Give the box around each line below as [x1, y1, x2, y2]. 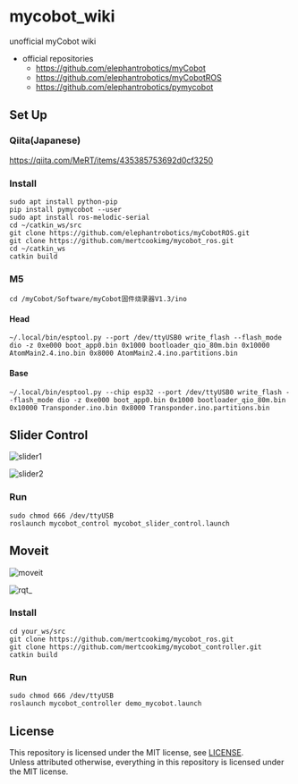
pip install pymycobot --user [9, 205, 123, 214]
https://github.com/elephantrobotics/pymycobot [35, 81, 214, 92]
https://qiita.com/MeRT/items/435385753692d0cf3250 [9, 155, 214, 165]
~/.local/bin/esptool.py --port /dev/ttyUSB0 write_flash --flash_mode [9, 333, 282, 342]
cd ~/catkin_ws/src [9, 221, 82, 230]
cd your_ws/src [9, 627, 66, 636]
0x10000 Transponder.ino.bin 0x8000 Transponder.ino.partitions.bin [9, 403, 270, 412]
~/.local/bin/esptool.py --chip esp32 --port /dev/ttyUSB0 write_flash [9, 387, 282, 397]
